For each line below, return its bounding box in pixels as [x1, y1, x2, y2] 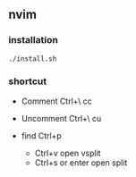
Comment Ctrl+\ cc [21, 96, 93, 106]
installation [8, 34, 59, 46]
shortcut [8, 75, 47, 88]
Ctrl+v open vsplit [34, 147, 101, 158]
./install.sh [8, 54, 57, 63]
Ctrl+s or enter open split [34, 156, 128, 168]
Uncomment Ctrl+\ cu [21, 113, 102, 123]
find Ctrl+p [21, 130, 62, 141]
